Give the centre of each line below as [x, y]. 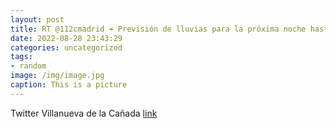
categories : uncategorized [66, 47]
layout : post [37, 19]
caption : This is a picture [69, 85]
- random [28, 66]
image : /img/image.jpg [57, 76]
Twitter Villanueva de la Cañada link [84, 113]
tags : [21, 57]
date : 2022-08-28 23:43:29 [66, 38]
